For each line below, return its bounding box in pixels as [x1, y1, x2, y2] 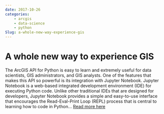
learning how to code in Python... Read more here [5, 103, 106, 109]
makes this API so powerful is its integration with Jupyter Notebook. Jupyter [5, 77, 159, 83]
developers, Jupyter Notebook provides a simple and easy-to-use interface [5, 93, 158, 99]
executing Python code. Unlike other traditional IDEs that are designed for [5, 88, 154, 93]
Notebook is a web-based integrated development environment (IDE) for [5, 83, 152, 89]
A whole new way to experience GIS [5, 51, 154, 62]
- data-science [14, 21, 45, 26]
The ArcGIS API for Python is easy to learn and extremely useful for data [5, 67, 152, 73]
